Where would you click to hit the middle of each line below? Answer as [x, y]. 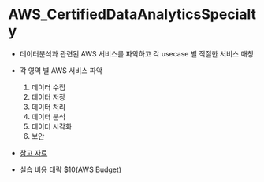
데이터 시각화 [52, 126]
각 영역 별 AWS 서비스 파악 [61, 70]
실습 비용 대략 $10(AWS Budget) [71, 169]
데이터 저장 [48, 96]
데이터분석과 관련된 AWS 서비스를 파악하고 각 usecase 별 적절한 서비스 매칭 [136, 53]
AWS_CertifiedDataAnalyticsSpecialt [132, 15]
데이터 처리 [48, 107]
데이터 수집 [48, 87]
